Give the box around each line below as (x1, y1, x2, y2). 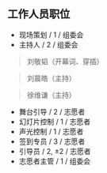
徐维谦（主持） (26, 90, 76, 100)
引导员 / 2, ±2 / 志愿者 (18, 146, 91, 156)
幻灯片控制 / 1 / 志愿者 (18, 117, 91, 126)
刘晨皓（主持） (26, 73, 76, 83)
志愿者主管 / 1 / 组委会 (18, 156, 91, 166)
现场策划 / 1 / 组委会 (18, 30, 84, 39)
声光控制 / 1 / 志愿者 (18, 126, 84, 136)
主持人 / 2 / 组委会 (18, 39, 78, 49)
